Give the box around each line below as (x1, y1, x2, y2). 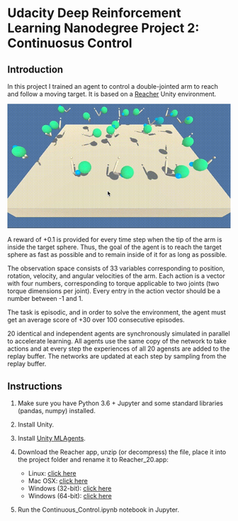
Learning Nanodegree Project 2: (7, 20, 200, 36)
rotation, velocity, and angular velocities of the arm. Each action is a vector (7, 272, 225, 280)
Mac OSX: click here (28, 477, 89, 486)
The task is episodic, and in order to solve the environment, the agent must (7, 308, 227, 317)
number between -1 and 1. (7, 295, 84, 303)
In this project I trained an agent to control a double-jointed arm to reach (7, 82, 218, 90)
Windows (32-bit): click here (28, 484, 112, 493)
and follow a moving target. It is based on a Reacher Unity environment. (7, 90, 217, 98)
